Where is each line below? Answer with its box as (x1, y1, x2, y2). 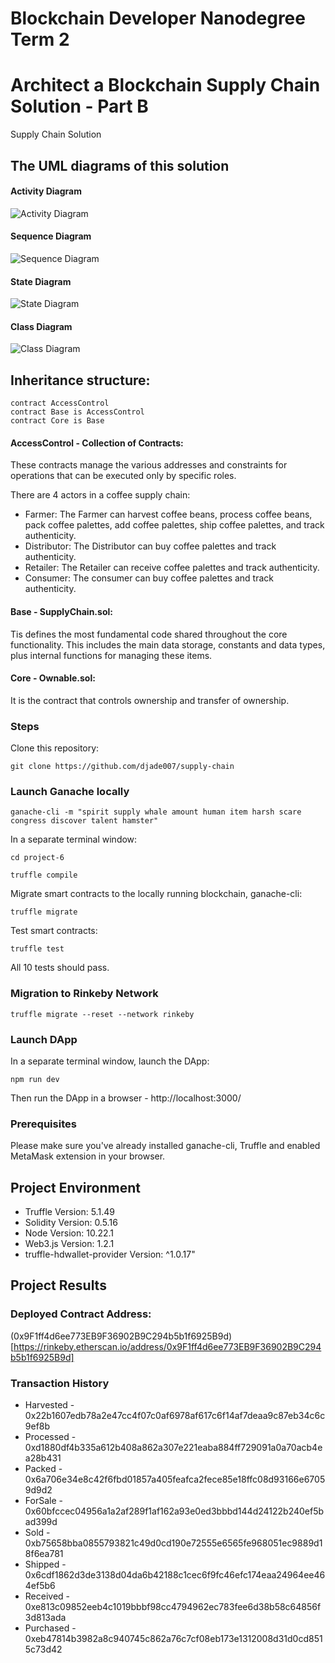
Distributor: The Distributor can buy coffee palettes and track (24, 540, 277, 552)
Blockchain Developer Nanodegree (10, 7, 306, 30)
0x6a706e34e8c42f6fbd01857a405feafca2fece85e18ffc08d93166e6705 (24, 1473, 326, 1486)
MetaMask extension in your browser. (10, 1150, 166, 1162)
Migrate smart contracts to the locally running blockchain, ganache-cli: (10, 888, 303, 900)
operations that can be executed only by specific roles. (10, 470, 237, 482)
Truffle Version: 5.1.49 (24, 1206, 115, 1218)
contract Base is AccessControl (10, 407, 145, 417)
